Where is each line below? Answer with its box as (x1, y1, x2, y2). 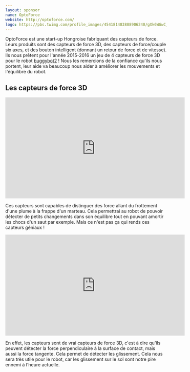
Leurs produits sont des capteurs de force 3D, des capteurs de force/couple (5, 42, 166, 48)
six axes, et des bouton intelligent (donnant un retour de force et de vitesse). (5, 47, 167, 53)
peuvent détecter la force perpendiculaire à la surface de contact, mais (5, 345, 155, 351)
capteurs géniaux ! (5, 224, 45, 231)
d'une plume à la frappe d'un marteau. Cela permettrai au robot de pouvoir (5, 208, 163, 214)
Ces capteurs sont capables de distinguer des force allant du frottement (5, 203, 158, 209)
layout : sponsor (5, 7, 40, 13)
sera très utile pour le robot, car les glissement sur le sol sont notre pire (5, 356, 156, 362)
